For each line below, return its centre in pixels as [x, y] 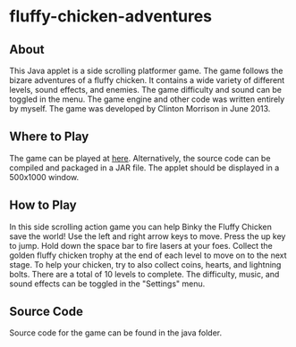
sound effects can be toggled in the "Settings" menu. [107, 284]
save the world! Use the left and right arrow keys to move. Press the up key [148, 236]
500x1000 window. [44, 177]
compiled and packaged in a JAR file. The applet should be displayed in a [144, 168]
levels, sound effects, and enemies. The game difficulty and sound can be [145, 90]
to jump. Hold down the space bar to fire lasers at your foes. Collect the [141, 245]
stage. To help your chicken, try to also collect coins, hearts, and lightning [145, 264]
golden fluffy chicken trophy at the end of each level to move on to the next [148, 255]
